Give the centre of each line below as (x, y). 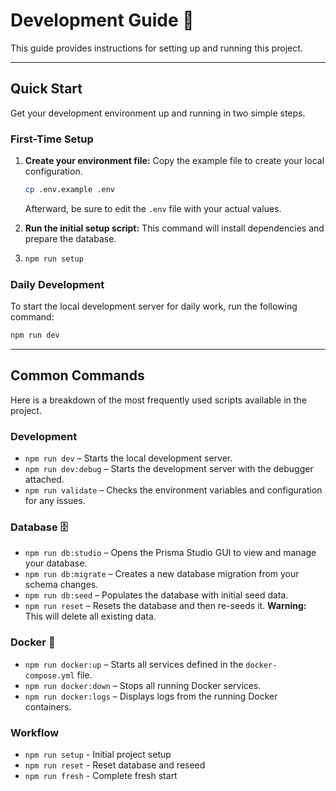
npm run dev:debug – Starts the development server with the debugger (169, 469)
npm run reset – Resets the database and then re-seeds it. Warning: (165, 606)
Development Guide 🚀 (102, 20)
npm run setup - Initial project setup (98, 754)
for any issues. (55, 501)
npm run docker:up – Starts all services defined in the (134, 664)
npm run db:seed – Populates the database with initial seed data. (156, 595)
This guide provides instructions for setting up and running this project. (156, 48)
